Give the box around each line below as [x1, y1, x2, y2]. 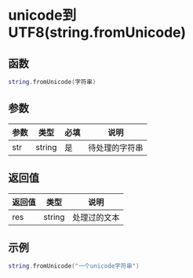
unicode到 [8, 6, 77, 24]
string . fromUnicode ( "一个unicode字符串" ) [8, 262, 140, 270]
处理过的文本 [72, 212, 120, 223]
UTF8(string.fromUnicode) [8, 24, 187, 42]
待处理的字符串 [88, 142, 144, 153]
